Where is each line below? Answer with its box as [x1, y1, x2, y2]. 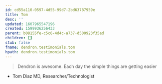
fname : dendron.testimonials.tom [5, 45, 75, 50]
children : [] [5, 36, 33, 41]
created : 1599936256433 [5, 26, 55, 31]
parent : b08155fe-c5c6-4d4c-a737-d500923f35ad [5, 31, 104, 36]
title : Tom [5, 12, 28, 17]
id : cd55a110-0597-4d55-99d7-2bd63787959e [5, 7, 95, 13]
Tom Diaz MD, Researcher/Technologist [12, 73, 95, 79]
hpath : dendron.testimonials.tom [5, 49, 75, 54]
